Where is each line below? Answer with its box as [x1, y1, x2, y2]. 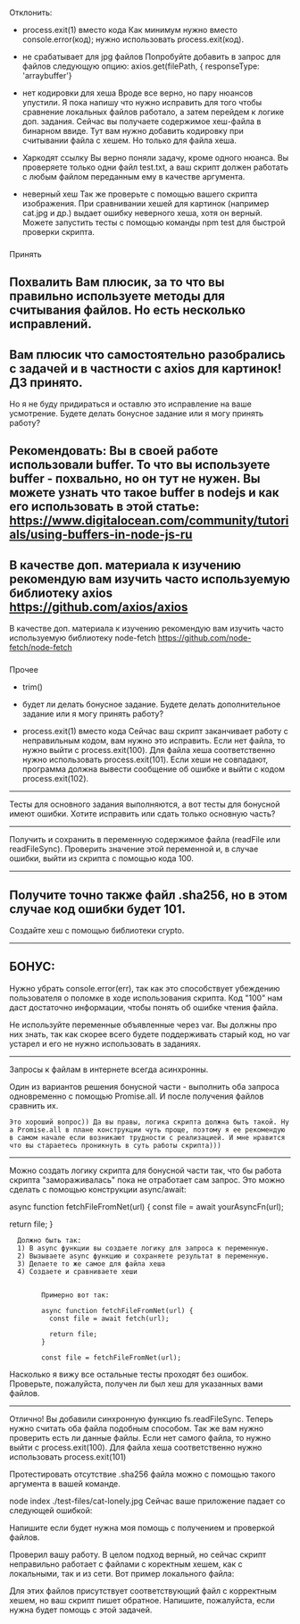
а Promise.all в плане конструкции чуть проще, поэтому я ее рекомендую [9, 1125, 286, 1134]
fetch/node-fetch [9, 642, 73, 653]
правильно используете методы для [9, 289, 226, 304]
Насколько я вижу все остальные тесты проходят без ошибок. [9, 1369, 249, 1379]
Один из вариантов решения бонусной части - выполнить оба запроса [9, 1081, 279, 1092]
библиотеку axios [9, 585, 113, 600]
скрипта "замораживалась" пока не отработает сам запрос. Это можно [9, 1174, 286, 1185]
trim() [21, 682, 43, 692]
